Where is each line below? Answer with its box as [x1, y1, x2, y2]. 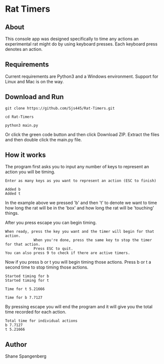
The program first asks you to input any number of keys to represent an [5, 164, 149, 170]
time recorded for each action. [5, 309, 67, 315]
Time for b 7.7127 [5, 295, 43, 300]
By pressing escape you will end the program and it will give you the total [5, 304, 153, 310]
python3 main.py [5, 123, 38, 128]
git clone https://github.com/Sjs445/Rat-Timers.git [5, 106, 115, 111]
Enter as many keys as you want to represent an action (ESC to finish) [5, 179, 157, 183]
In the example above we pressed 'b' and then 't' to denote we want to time [5, 200, 158, 206]
